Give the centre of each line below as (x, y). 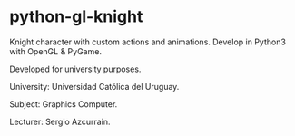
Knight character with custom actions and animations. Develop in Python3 (147, 42)
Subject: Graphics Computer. (64, 104)
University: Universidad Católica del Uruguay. (94, 86)
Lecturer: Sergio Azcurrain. (60, 121)
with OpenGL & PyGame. (56, 51)
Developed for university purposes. (75, 69)
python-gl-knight (76, 17)
